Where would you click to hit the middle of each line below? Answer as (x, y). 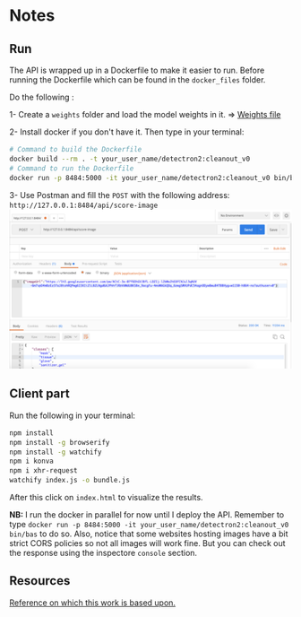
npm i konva (31, 461)
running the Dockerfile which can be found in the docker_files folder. (138, 80)
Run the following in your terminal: (73, 415)
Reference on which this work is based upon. (93, 603)
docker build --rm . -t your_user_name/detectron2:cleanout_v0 (130, 159)
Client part (39, 394)
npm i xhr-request (43, 471)
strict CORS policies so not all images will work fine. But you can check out (147, 543)
